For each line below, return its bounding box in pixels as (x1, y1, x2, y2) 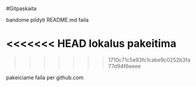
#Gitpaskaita (6, 5, 37, 12)
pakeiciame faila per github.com (6, 73, 84, 81)
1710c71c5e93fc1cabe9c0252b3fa (108, 56, 191, 63)
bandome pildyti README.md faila (6, 16, 89, 23)
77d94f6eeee (108, 62, 141, 69)
